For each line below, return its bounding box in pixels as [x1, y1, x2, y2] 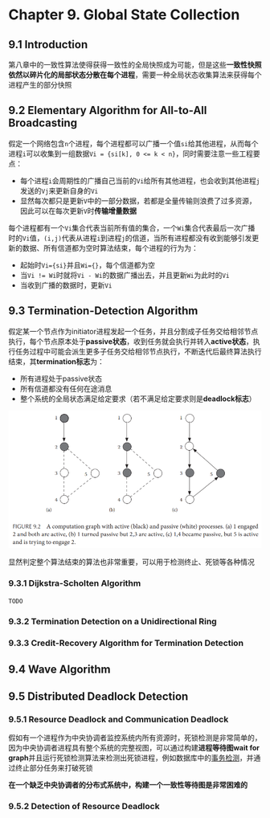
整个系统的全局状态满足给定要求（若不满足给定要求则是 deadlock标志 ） [19, 394, 256, 403]
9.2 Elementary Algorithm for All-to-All [8, 104, 207, 117]
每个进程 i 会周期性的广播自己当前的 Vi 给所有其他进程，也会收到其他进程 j [19, 175, 260, 186]
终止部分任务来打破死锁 [14, 763, 93, 773]
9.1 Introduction [8, 38, 88, 51]
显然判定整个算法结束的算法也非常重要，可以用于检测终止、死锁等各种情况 [8, 557, 255, 567]
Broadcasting [8, 117, 78, 130]
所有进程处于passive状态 [19, 374, 103, 383]
